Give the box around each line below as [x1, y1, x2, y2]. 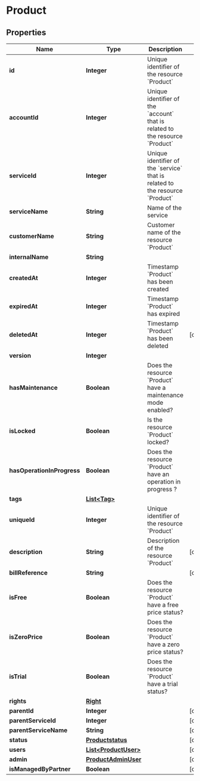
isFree [9, 594, 27, 601]
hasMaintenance [9, 383, 58, 392]
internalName [9, 253, 49, 261]
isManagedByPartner [9, 765, 71, 773]
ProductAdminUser [86, 755, 142, 763]
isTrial [9, 672, 27, 681]
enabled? [147, 406, 173, 414]
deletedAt [9, 331, 38, 339]
